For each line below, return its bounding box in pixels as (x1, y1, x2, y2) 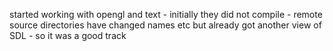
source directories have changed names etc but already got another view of (9, 19, 322, 31)
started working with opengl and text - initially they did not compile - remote (9, 9, 323, 20)
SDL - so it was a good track (9, 30, 127, 41)
